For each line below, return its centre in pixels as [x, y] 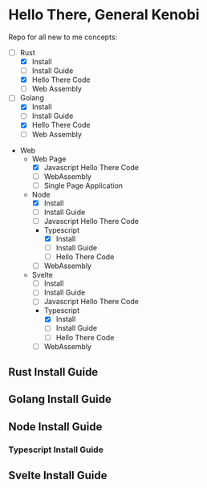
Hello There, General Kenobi [104, 15]
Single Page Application [83, 185]
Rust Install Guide [53, 372]
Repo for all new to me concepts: [63, 37]
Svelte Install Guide [58, 476]
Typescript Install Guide [56, 449]
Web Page [49, 159]
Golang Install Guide [60, 399]
